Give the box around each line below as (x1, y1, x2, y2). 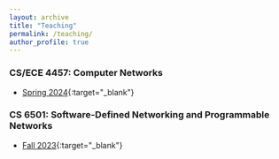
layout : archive (9, 12, 69, 22)
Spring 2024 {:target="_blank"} (21, 87, 135, 97)
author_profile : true (9, 37, 89, 47)
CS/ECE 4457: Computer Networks (9, 67, 164, 79)
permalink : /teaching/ (9, 29, 93, 38)
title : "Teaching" (9, 21, 77, 30)
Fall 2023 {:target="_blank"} (21, 140, 123, 150)
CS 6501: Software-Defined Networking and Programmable (9, 109, 270, 121)
